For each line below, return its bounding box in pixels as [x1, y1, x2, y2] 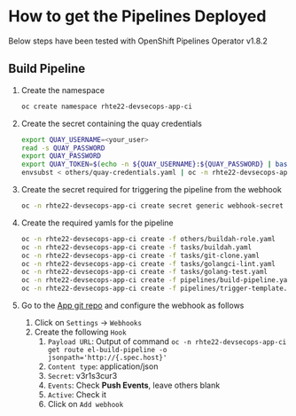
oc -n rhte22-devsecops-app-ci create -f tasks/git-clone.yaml [20, 251, 261, 260]
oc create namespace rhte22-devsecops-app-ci [20, 102, 192, 111]
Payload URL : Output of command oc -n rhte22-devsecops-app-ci [47, 336, 287, 347]
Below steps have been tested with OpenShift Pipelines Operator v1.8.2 [8, 35, 268, 46]
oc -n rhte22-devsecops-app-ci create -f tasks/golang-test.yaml [20, 268, 268, 277]
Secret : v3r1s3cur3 [47, 371, 118, 381]
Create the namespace [20, 84, 105, 95]
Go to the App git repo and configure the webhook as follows [20, 300, 245, 310]
